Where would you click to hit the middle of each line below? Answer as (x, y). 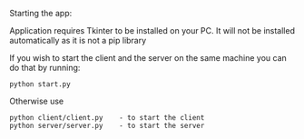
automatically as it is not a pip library (78, 40)
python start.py (40, 84)
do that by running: (45, 68)
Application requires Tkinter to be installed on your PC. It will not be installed (152, 30)
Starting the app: (41, 13)
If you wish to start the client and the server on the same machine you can (148, 58)
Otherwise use (37, 101)
